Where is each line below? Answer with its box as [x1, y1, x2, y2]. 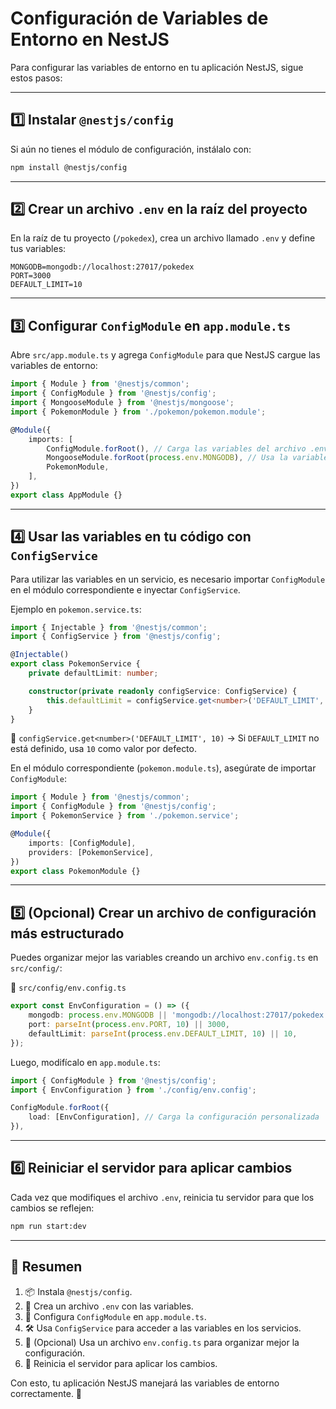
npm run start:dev [10, 1221, 87, 1231]
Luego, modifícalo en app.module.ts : [10, 1056, 161, 1068]
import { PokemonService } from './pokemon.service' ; [10, 811, 240, 821]
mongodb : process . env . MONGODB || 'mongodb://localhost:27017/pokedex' [28, 1010, 329, 1021]
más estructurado [10, 925, 125, 942]
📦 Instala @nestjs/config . [24, 1285, 133, 1297]
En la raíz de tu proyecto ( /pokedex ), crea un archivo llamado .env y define [10, 232, 316, 244]
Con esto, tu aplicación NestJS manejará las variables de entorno [10, 1377, 280, 1389]
